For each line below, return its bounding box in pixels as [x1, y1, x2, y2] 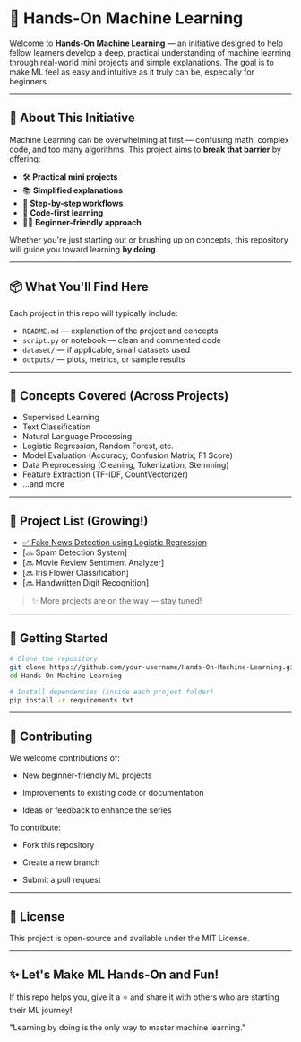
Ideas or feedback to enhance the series [21, 805, 172, 816]
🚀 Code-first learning [21, 207, 104, 218]
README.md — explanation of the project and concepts [21, 325, 219, 336]
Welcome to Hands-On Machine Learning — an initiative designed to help [9, 38, 284, 49]
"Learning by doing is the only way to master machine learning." [9, 1021, 246, 1032]
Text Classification [21, 421, 91, 432]
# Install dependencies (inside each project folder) [9, 687, 215, 696]
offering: [9, 153, 41, 164]
